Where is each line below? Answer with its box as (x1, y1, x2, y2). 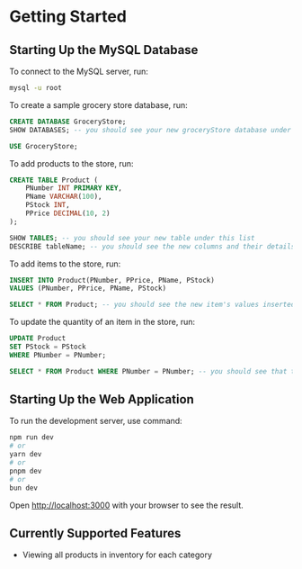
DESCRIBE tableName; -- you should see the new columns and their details (9, 241, 296, 251)
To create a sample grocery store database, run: (9, 99, 189, 110)
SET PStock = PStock (9, 342, 87, 351)
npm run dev (9, 433, 54, 442)
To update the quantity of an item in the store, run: (9, 317, 196, 328)
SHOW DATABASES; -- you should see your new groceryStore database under (9, 125, 292, 134)
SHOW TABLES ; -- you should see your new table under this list (9, 233, 255, 242)
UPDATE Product (9, 334, 67, 343)
